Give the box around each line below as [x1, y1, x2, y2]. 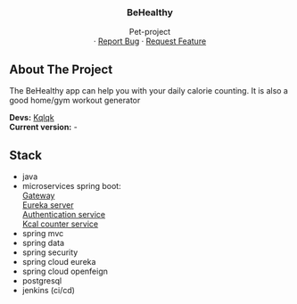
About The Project [9, 62, 113, 77]
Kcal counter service [21, 218, 99, 229]
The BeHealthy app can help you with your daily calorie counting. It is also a [9, 86, 288, 96]
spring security [21, 247, 78, 258]
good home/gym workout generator [9, 95, 141, 106]
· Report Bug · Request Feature [93, 36, 207, 46]
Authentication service [21, 209, 106, 219]
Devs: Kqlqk [9, 112, 55, 123]
